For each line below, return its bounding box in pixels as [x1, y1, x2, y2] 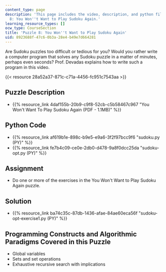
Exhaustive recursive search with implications [12, 261, 106, 267]
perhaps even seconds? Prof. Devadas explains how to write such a [5, 59, 143, 65]
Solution [5, 197, 32, 206]
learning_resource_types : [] [5, 21, 65, 26]
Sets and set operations [12, 256, 61, 262]
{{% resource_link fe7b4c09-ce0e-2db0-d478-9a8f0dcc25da [12, 145, 139, 151]
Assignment [5, 164, 43, 172]
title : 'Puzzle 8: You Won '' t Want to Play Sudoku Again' [5, 30, 127, 35]
